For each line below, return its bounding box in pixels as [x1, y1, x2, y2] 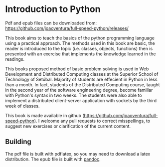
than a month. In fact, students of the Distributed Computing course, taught [5, 81, 160, 88]
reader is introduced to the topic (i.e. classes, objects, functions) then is [5, 45, 153, 51]
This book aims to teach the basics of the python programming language [5, 35, 155, 41]
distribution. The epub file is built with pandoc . [5, 156, 101, 162]
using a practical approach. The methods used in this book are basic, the [5, 40, 156, 46]
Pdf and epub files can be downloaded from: [5, 20, 97, 26]
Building [5, 138, 31, 146]
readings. [5, 56, 25, 62]
